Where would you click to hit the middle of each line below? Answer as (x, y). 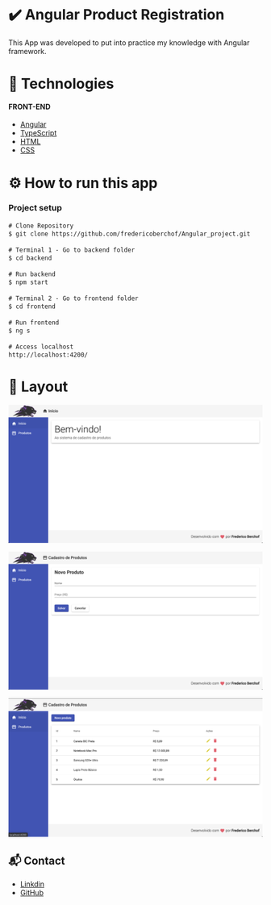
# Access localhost (41, 347)
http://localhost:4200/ (48, 355)
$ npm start (28, 282)
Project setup (35, 208)
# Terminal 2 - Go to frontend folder (73, 298)
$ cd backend (30, 258)
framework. (27, 51)
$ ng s (19, 331)
